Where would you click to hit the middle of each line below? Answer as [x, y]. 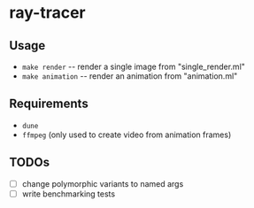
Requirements [49, 104]
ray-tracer [47, 13]
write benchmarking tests [69, 194]
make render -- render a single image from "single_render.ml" [134, 66]
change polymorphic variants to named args [103, 183]
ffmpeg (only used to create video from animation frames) [127, 135]
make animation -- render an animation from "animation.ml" [130, 76]
